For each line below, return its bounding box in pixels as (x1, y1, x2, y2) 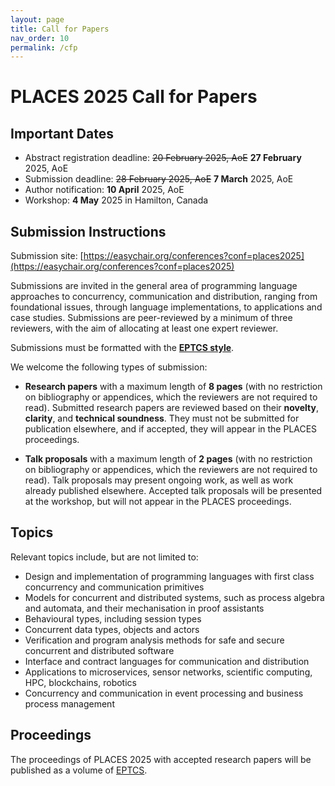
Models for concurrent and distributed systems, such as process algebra (24, 591, 325, 603)
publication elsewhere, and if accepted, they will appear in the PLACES (24, 423, 318, 435)
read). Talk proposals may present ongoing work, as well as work (24, 474, 294, 486)
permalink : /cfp (10, 42, 78, 53)
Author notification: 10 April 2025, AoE (24, 184, 185, 196)
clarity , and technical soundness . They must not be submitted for (24, 412, 300, 425)
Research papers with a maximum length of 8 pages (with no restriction (24, 381, 323, 393)
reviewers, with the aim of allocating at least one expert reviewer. (10, 322, 279, 335)
